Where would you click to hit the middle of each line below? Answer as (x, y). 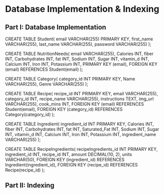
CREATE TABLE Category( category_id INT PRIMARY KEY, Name (70, 79)
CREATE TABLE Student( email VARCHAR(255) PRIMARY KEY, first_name (79, 39)
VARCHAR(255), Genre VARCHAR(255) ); (47, 84)
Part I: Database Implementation (56, 27)
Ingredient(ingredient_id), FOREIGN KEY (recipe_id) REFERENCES (71, 165)
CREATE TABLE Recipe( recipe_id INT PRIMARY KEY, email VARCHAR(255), (82, 94)
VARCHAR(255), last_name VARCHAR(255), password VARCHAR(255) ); (78, 44)
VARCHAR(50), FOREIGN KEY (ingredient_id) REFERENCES (65, 160)
